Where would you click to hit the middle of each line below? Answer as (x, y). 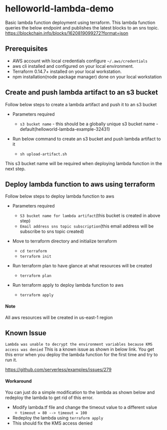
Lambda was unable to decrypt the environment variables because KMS (79, 345)
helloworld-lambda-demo (59, 9)
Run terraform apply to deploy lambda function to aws (68, 285)
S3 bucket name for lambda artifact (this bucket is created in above (90, 215)
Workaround (18, 381)
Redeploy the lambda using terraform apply (58, 418)
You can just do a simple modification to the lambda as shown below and (80, 392)
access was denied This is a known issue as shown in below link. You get (80, 349)
